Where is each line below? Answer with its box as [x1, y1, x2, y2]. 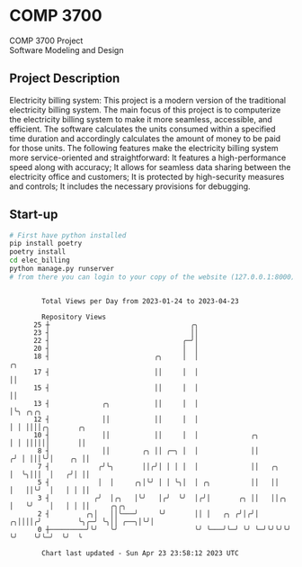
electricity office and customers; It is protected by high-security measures [9, 171, 285, 182]
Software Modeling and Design [9, 44, 124, 55]
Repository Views [41, 312, 106, 321]
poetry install [9, 247, 67, 256]
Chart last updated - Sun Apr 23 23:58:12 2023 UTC [41, 548, 240, 558]
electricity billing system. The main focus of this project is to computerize [9, 104, 281, 115]
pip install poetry [9, 239, 83, 248]
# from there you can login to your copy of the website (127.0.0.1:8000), [9, 272, 299, 282]
